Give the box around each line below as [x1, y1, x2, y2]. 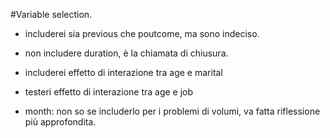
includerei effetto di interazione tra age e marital [24, 67, 223, 78]
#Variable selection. [10, 9, 93, 20]
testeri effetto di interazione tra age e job [24, 86, 194, 98]
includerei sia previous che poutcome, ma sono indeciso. [24, 28, 260, 39]
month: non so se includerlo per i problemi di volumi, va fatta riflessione [24, 105, 321, 117]
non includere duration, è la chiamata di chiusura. [24, 47, 229, 59]
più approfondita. [24, 116, 97, 128]
